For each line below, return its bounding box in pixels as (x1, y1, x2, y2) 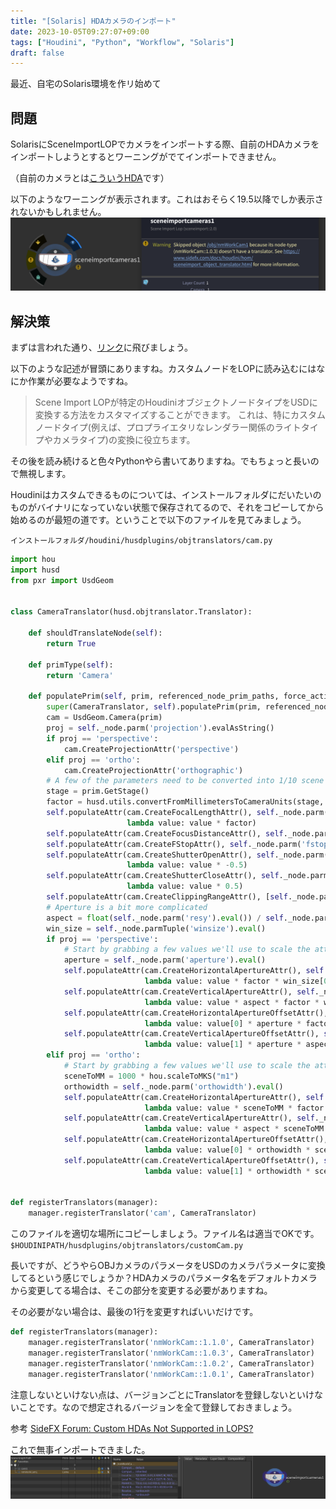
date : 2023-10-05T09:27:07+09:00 (10, 26, 150, 37)
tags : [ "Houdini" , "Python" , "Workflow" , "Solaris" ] (10, 37, 235, 47)
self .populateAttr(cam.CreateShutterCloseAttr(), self (46, 871, 280, 881)
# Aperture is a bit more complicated (46, 902, 208, 912)
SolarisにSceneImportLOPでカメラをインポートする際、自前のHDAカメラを (10, 138, 320, 150)
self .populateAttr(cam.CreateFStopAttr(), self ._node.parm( (46, 839, 302, 849)
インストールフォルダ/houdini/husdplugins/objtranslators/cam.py (10, 536, 273, 546)
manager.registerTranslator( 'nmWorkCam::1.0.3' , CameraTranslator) (28, 1348, 315, 1358)
